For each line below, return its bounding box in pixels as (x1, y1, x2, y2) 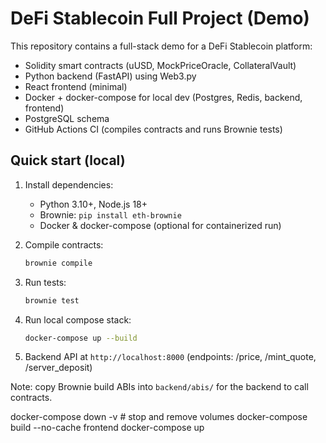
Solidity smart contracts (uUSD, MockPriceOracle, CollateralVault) (24, 59, 297, 71)
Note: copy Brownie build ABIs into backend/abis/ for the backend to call (10, 381, 309, 393)
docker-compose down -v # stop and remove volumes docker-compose (10, 411, 308, 423)
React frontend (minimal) (24, 80, 128, 92)
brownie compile (24, 258, 93, 268)
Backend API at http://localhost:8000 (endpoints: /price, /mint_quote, (24, 351, 317, 363)
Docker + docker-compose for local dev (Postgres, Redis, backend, (24, 91, 303, 103)
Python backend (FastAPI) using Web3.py (24, 70, 197, 82)
